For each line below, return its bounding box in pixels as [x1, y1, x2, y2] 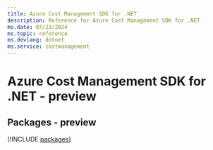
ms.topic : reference [7, 30, 68, 37]
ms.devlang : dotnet [7, 37, 65, 44]
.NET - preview [7, 89, 97, 104]
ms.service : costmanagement [7, 43, 90, 50]
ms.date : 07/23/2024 [7, 23, 68, 30]
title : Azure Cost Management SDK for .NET [7, 10, 138, 18]
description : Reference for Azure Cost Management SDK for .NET [7, 17, 200, 24]
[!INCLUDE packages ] [7, 135, 71, 143]
